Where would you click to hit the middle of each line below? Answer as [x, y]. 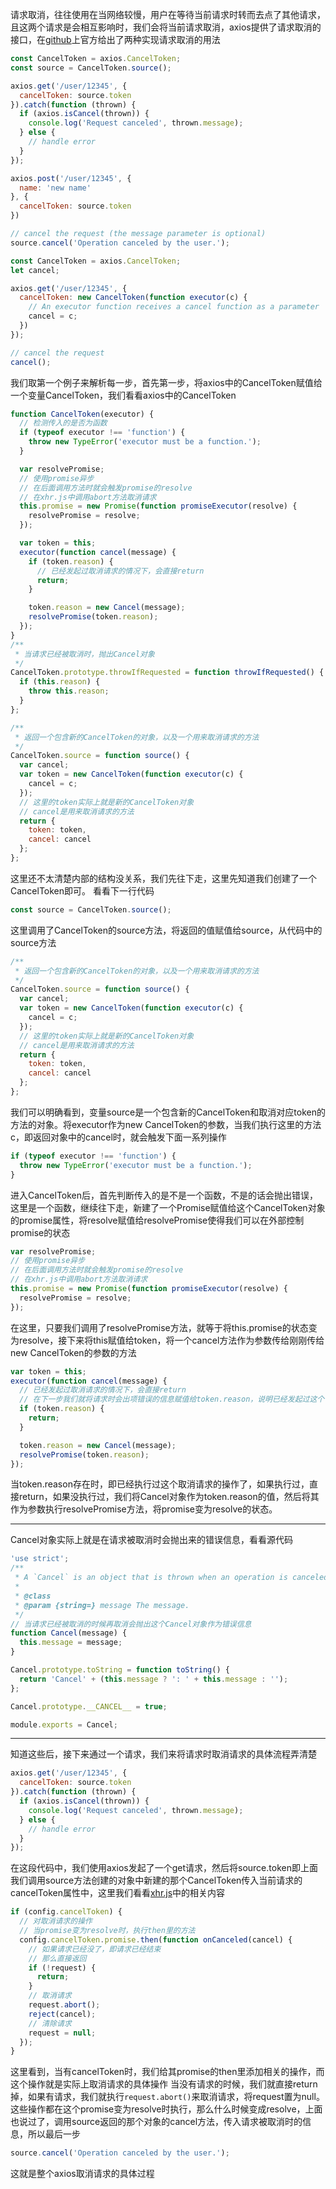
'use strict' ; [40, 1559]
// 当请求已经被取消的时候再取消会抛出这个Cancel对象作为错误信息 [131, 1624]
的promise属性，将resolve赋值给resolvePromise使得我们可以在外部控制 [157, 1220]
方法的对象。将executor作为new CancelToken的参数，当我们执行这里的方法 [166, 1124]
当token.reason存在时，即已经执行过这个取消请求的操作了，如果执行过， [160, 1484]
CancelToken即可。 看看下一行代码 [82, 890]
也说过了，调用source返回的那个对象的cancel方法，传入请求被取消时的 [156, 2122]
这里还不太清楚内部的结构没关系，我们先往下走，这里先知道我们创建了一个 [163, 878]
